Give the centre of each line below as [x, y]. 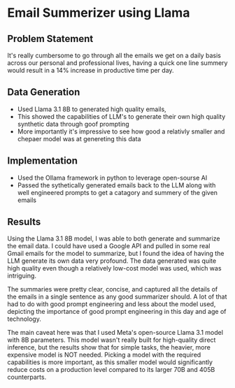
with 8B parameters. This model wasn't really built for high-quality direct [112, 340]
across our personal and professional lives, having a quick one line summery [117, 63]
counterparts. [27, 377]
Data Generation [44, 92]
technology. [24, 319]
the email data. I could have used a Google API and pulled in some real [109, 246]
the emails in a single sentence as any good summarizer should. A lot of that [117, 297]
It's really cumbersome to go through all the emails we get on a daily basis [114, 55]
